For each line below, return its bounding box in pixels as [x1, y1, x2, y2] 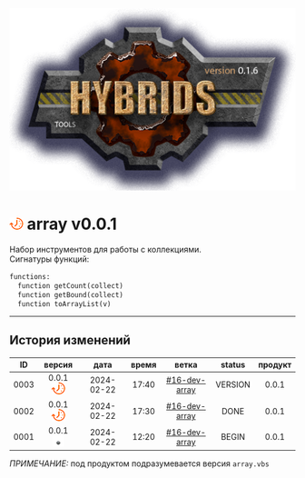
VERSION [215, 379, 251, 390]
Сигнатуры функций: [9, 254, 90, 264]
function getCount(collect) [17, 281, 124, 290]
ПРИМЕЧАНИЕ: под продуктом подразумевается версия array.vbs [9, 458, 270, 469]
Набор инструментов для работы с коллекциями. [9, 244, 202, 254]
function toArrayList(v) [17, 299, 112, 308]
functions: [9, 272, 51, 281]
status [221, 359, 246, 371]
